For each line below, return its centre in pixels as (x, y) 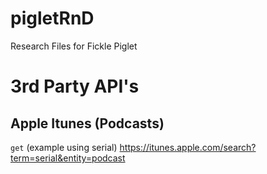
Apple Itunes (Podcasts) (87, 123)
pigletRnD (52, 18)
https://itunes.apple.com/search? (188, 147)
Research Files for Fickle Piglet (74, 46)
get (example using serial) (64, 147)
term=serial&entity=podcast (68, 158)
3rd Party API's (75, 86)
